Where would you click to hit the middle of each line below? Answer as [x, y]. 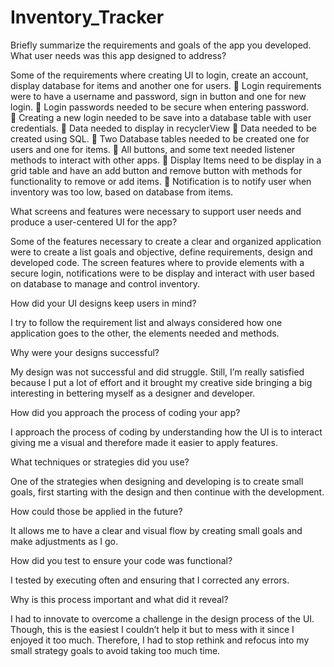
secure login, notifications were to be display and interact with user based [162, 273]
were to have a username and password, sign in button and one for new [158, 96]
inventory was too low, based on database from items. [122, 192]
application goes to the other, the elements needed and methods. [145, 333]
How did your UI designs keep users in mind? [103, 303]
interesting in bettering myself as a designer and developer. [133, 393]
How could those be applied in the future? [96, 511]
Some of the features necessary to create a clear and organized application [166, 241]
